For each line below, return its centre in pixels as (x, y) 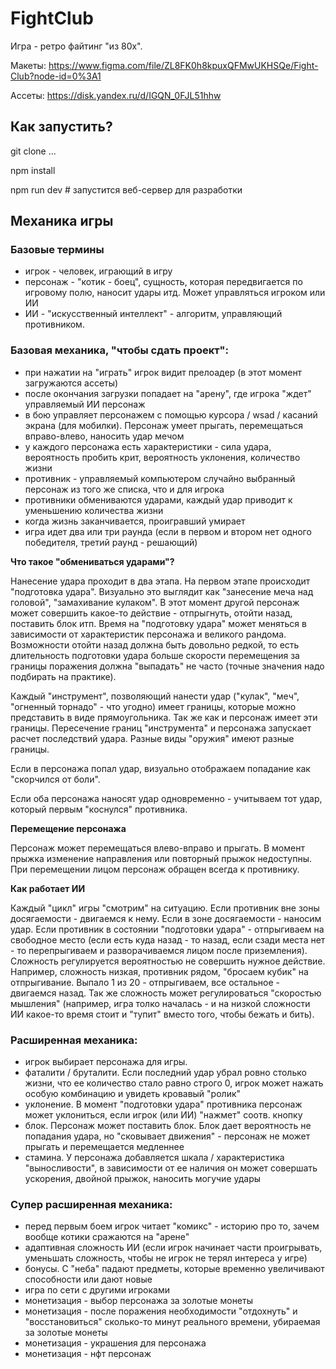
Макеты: (28, 65)
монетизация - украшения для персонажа (115, 1343)
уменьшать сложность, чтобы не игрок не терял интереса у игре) (166, 1258)
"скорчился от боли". (55, 779)
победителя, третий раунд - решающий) (111, 542)
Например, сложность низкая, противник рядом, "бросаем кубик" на (159, 971)
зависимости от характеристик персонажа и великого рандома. (148, 634)
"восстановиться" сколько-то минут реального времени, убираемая (172, 1322)
